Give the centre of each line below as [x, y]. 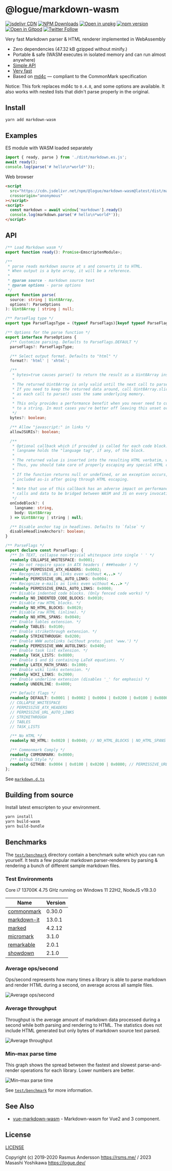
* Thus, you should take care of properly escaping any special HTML [88, 465]
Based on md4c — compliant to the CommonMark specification [80, 76]
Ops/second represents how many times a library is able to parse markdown [86, 980]
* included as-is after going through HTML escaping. [71, 479]
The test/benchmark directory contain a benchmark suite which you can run [85, 855]
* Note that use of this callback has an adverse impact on [78, 489]
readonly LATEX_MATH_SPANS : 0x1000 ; [49, 665]
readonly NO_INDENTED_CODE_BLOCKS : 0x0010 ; [57, 598]
